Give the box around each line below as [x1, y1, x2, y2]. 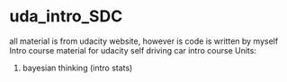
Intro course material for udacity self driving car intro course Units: [9, 45, 256, 55]
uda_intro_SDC [9, 6, 123, 27]
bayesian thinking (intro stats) [22, 62, 133, 73]
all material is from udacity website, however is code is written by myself [9, 36, 279, 46]
